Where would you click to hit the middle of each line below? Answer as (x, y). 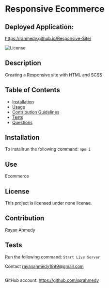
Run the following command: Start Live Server (53, 257)
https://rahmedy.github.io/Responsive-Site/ (48, 38)
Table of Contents (33, 90)
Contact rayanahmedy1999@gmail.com (44, 266)
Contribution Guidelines (36, 112)
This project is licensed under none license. (48, 203)
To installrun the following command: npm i (48, 149)
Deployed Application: (39, 27)
